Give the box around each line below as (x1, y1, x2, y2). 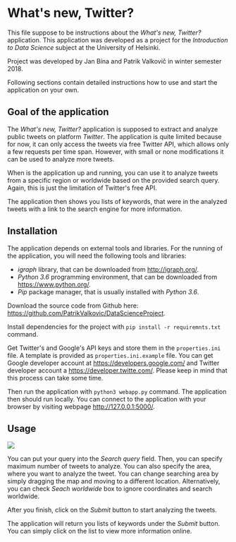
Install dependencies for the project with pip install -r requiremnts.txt (7, 323, 221, 331)
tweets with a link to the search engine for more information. (7, 205, 182, 213)
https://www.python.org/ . (17, 280, 92, 289)
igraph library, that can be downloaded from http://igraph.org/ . (17, 265, 199, 273)
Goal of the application (7, 106, 109, 118)
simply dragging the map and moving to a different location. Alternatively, (7, 477, 221, 486)
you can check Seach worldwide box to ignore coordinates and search (7, 485, 213, 493)
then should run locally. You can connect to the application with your (7, 395, 206, 403)
